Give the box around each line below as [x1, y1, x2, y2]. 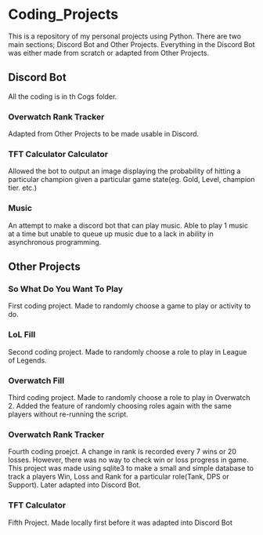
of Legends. [8, 355, 47, 365]
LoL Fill [8, 329, 36, 340]
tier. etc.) [8, 183, 38, 193]
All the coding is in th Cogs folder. [8, 92, 117, 101]
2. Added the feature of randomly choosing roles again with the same [8, 401, 232, 410]
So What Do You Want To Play [8, 283, 124, 294]
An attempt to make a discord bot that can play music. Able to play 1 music [8, 220, 249, 230]
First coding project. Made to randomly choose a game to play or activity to [8, 301, 251, 311]
